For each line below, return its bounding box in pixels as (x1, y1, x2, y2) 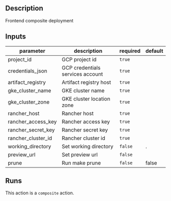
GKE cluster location (62, 95, 110, 102)
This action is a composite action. (5, 190, 74, 196)
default (145, 47, 163, 54)
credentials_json (8, 67, 47, 74)
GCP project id (62, 56, 97, 63)
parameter (19, 47, 46, 54)
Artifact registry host (62, 79, 111, 86)
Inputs (5, 32, 26, 41)
